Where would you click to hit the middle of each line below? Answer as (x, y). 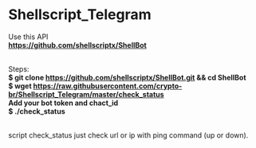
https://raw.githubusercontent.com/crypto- (108, 86)
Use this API (28, 37)
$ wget (20, 86)
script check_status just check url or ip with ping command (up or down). (128, 135)
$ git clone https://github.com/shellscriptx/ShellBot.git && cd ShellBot (127, 77)
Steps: (19, 68)
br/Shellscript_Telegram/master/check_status (87, 94)
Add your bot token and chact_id (63, 103)
